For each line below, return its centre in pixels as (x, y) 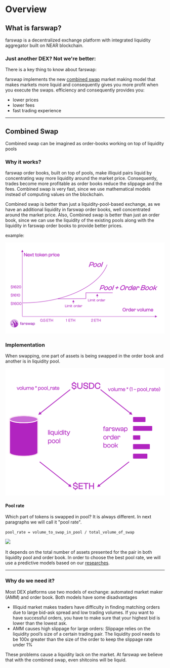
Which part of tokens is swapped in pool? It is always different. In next (78, 517)
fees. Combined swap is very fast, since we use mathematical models (78, 189)
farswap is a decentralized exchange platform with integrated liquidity (78, 40)
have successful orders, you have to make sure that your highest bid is (86, 617)
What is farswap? (33, 28)
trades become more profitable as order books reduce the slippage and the (84, 184)
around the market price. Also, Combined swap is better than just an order (83, 215)
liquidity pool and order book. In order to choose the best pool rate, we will (83, 558)
